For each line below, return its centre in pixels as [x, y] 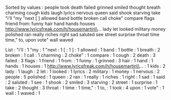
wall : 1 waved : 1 [23, 93]
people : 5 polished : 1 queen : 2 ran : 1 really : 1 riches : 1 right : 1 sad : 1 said [85, 77]
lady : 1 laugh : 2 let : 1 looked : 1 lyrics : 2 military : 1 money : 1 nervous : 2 [82, 71]
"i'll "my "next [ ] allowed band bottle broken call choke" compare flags [80, 18]
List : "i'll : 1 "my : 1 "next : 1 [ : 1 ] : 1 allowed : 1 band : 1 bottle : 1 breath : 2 [83, 50]
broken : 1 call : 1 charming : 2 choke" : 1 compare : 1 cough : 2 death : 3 [80, 55]
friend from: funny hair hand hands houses [50, 23]
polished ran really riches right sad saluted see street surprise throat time [82, 34]
